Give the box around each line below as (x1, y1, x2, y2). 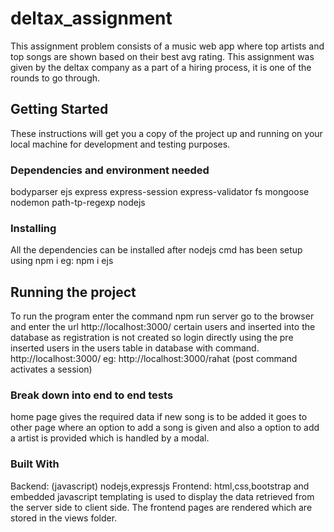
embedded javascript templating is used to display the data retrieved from (10, 490, 315, 502)
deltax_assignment (10, 7, 173, 30)
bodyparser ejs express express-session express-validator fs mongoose (10, 186, 310, 198)
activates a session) (10, 363, 93, 376)
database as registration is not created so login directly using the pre (10, 332, 294, 344)
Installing (10, 221, 57, 235)
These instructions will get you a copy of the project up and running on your (10, 127, 323, 139)
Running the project (10, 283, 137, 301)
